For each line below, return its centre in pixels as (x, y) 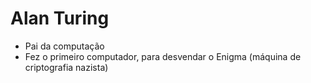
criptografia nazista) (66, 67)
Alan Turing (60, 18)
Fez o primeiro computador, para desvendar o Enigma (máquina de (163, 56)
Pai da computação (64, 46)
